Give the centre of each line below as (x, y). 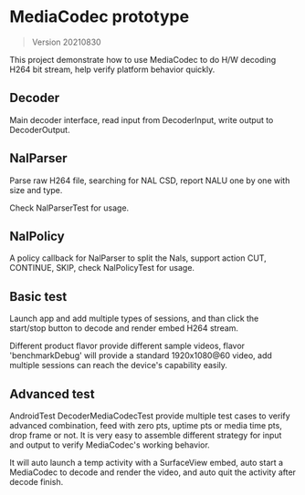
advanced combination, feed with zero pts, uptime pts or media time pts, (146, 425)
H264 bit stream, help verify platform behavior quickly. (112, 69)
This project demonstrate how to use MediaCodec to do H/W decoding (143, 59)
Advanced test (52, 394)
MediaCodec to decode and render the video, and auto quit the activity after (153, 472)
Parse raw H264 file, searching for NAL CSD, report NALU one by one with (150, 180)
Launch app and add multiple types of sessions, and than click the (134, 319)
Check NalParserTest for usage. (69, 208)
